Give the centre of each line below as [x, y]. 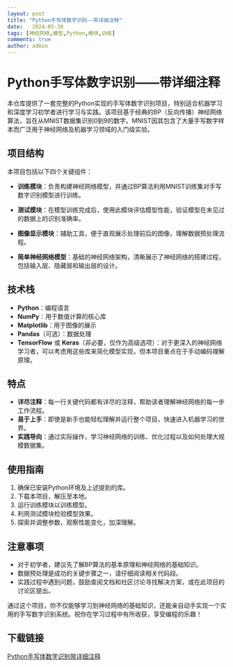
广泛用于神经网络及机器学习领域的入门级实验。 [86, 129]
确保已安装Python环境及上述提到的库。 [73, 487]
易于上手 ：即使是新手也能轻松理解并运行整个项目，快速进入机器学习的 [118, 419]
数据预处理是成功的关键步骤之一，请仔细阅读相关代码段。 [99, 573]
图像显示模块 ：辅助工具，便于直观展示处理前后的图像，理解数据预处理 [118, 233]
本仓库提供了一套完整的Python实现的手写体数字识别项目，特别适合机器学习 [115, 103]
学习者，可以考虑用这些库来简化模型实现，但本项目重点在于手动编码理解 [121, 351]
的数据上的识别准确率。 [51, 218]
